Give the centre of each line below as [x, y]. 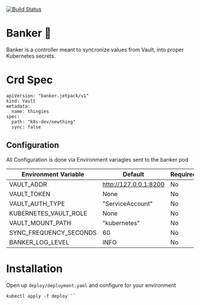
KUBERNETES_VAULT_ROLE [48, 213]
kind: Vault [21, 101]
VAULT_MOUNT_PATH [40, 223]
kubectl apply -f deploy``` [41, 296]
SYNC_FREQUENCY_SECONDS [53, 232]
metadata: [18, 106]
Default [134, 174]
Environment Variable [53, 174]
